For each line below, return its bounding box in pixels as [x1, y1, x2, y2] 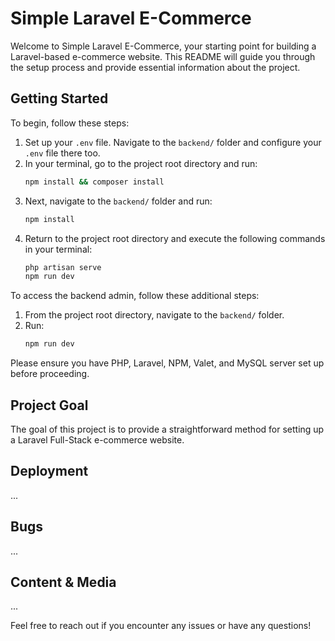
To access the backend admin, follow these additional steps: [10, 290, 260, 302]
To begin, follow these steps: [10, 117, 130, 129]
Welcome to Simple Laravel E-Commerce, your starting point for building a [10, 40, 317, 52]
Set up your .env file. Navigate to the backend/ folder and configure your [24, 136, 322, 148]
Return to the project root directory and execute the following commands [24, 232, 326, 244]
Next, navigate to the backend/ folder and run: [24, 195, 213, 207]
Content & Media [10, 573, 117, 591]
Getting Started [10, 90, 109, 107]
